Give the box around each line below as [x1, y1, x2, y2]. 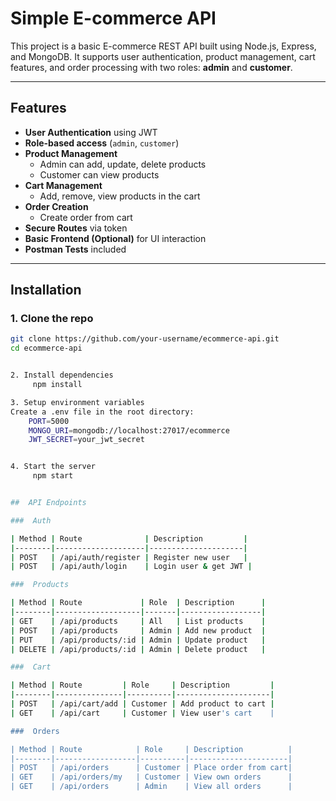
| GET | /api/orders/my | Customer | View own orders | [10, 772, 293, 782]
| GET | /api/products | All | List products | [10, 616, 267, 626]
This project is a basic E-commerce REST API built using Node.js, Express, [10, 40, 317, 52]
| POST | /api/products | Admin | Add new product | [10, 625, 267, 636]
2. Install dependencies [10, 370, 114, 381]
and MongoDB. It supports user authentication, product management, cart [10, 50, 316, 62]
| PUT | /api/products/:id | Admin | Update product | [10, 635, 267, 645]
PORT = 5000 [28, 416, 70, 426]
